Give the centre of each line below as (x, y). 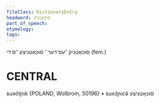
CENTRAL (32, 76)
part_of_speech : (27, 23)
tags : (13, 35)
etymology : (20, 29)
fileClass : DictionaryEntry (42, 12)
